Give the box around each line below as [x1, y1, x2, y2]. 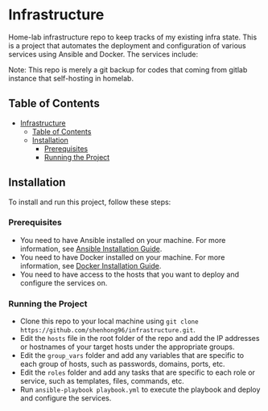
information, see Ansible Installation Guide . [19, 244, 163, 253]
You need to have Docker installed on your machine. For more [19, 252, 225, 262]
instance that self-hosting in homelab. [8, 73, 134, 83]
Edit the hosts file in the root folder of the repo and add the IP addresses [19, 334, 260, 343]
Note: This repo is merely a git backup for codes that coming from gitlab [8, 64, 248, 74]
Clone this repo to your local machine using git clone [19, 316, 199, 327]
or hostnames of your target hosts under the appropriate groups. [19, 342, 235, 351]
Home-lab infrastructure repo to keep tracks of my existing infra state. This [8, 32, 258, 42]
